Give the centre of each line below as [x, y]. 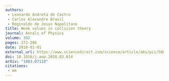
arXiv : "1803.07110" [27, 61]
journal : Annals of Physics [35, 33]
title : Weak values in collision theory [48, 29]
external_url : [20, 52]
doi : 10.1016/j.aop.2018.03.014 [39, 57]
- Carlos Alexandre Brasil [36, 19]
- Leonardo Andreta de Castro [39, 15]
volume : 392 [18, 38]
